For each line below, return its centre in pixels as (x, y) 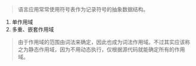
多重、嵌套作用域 (33, 29)
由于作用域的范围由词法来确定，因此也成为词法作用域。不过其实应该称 (104, 42)
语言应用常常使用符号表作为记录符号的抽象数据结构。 (83, 9)
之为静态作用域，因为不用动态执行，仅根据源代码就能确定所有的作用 (101, 49)
